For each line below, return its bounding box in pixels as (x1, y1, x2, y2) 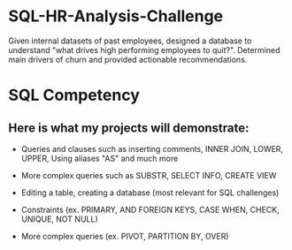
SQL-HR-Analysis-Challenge (8, 6, 224, 27)
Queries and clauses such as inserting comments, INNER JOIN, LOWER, (20, 143, 284, 154)
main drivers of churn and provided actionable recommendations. (8, 54, 248, 64)
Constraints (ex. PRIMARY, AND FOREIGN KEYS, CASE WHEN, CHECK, (20, 204, 280, 215)
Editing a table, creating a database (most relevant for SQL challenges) (20, 187, 280, 198)
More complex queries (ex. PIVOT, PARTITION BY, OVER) (20, 231, 229, 241)
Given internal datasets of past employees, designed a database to (8, 35, 252, 46)
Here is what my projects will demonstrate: (8, 120, 250, 135)
